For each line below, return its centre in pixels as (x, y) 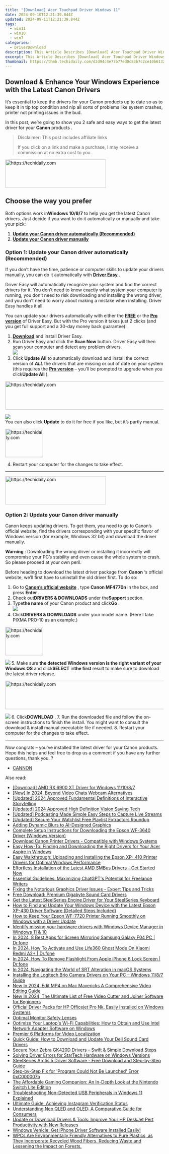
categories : (18, 43)
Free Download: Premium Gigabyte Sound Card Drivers (70, 894)
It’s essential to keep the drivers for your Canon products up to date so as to (84, 102)
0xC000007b (26, 1077)
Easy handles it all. (24, 306)
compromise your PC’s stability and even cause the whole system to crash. (83, 557)
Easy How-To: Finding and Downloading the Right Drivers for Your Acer (86, 847)
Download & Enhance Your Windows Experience (82, 82)
